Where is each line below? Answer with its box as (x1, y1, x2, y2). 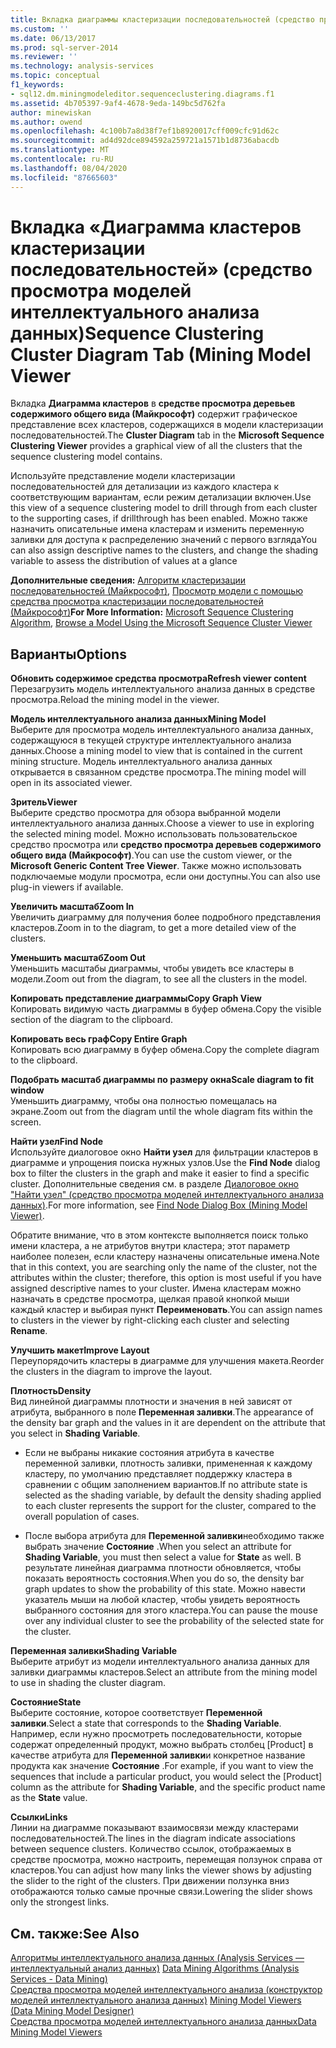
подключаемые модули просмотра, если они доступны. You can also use (10, 871, 321, 883)
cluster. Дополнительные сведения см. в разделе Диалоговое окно (10, 1178, 300, 1190)
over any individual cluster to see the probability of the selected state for (24, 1615, 325, 1627)
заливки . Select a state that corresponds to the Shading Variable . (10, 1717, 282, 1730)
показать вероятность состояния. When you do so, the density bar (24, 1572, 305, 1585)
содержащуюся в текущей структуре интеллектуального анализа (10, 734, 292, 746)
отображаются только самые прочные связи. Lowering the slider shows (10, 1886, 313, 1898)
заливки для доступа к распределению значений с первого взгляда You (10, 534, 318, 546)
